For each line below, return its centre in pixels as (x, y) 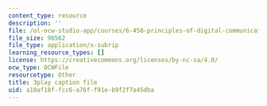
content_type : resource (48, 16)
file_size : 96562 (37, 38)
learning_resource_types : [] (56, 53)
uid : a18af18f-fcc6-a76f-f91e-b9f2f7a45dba (81, 90)
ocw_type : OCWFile (39, 68)
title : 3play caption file (53, 82)
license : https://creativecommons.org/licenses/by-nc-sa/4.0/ (113, 61)
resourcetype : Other (43, 75)
